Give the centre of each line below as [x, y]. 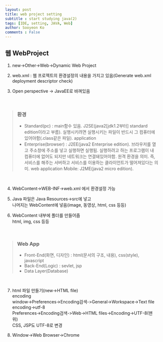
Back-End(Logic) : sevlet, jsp [53, 266]
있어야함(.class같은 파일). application [60, 138]
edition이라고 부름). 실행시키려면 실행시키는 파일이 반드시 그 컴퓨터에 [90, 132]
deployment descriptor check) [42, 81]
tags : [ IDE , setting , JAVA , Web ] [39, 23]
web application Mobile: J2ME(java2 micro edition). [82, 169]
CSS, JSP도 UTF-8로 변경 [37, 325]
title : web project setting [34, 14]
